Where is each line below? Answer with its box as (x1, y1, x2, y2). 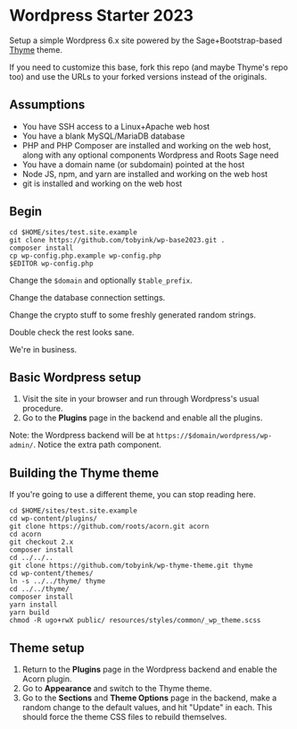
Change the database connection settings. (9, 292, 166, 302)
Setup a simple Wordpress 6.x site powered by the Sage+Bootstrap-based (9, 35, 283, 46)
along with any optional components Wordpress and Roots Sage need (21, 149, 279, 160)
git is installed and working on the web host (21, 178, 183, 189)
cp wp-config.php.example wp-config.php (9, 251, 162, 260)
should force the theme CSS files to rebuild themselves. (21, 712, 227, 722)
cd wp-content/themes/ (9, 569, 94, 578)
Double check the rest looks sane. (9, 326, 135, 337)
